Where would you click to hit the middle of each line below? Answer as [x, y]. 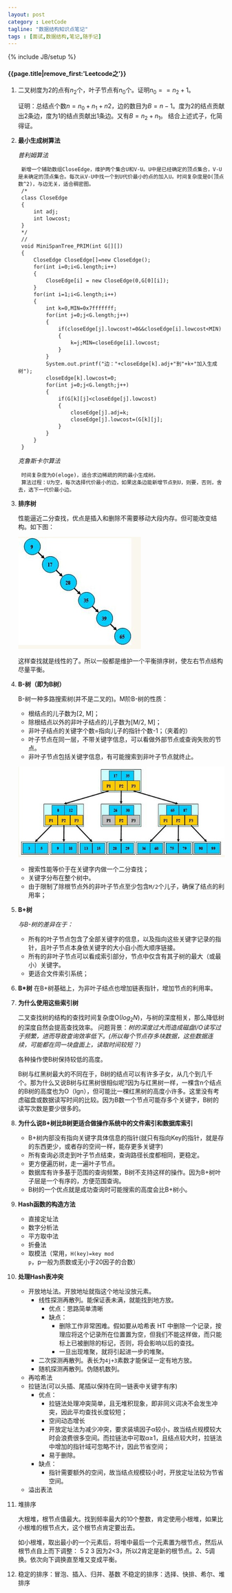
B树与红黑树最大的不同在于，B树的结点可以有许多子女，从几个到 [109, 1073]
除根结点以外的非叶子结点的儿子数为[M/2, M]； [95, 722]
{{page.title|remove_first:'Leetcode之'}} [67, 73]
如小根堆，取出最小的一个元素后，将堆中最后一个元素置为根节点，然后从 [120, 1542]
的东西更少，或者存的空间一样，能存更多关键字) [96, 1146]
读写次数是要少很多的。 [51, 1108]
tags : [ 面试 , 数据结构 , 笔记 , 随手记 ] [55, 37]
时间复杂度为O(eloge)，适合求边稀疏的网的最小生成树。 [90, 475]
